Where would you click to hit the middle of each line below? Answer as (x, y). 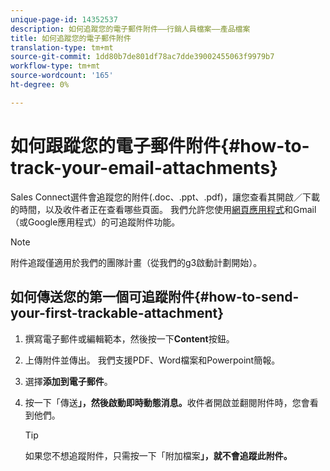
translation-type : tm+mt (62, 47)
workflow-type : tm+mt (55, 66)
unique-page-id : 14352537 (64, 19)
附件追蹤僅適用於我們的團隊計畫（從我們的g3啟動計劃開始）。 (136, 262)
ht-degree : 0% (40, 85)
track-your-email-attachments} (144, 167)
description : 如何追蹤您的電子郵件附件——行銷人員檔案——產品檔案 (130, 29)
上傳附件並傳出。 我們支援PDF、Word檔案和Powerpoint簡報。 (152, 360)
